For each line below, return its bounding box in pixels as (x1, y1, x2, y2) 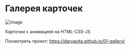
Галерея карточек (5, 3, 83, 14)
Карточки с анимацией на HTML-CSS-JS (5, 28, 91, 34)
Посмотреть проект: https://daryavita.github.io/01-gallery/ (5, 38, 125, 44)
